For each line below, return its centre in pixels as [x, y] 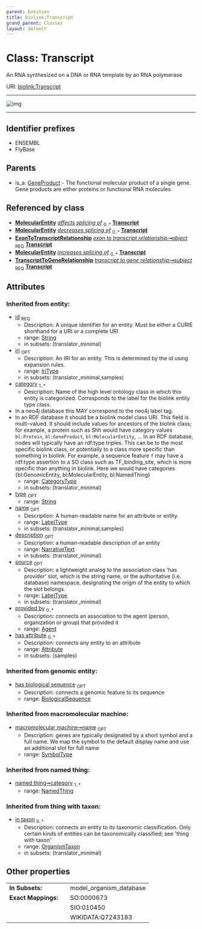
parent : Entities [28, 12]
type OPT [26, 495]
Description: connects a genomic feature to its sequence [94, 692]
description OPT [34, 536]
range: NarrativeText [49, 549]
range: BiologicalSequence [57, 699]
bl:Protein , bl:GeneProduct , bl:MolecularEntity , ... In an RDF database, [104, 436]
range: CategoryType [50, 481]
